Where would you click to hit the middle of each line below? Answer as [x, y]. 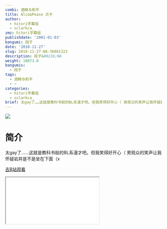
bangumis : [15, 65]
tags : [11, 75]
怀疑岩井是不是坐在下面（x [33, 159]
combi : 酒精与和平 [22, 10]
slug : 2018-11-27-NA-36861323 [37, 51]
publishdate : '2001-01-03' [33, 38]
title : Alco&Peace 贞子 [29, 14]
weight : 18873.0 [22, 61]
